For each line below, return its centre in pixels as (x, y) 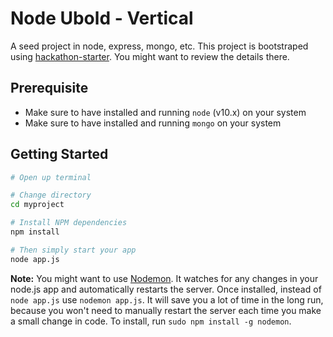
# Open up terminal (51, 177)
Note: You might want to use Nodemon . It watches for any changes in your (164, 278)
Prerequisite (49, 88)
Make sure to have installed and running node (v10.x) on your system (165, 112)
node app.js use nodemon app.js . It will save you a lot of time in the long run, (167, 299)
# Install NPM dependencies (69, 223)
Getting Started (59, 154)
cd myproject (37, 205)
